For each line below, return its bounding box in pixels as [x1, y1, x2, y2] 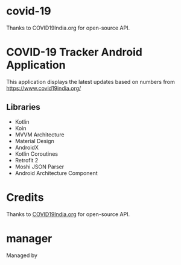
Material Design [14, 137, 54, 144]
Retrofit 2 [14, 156, 39, 164]
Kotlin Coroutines [14, 150, 59, 158]
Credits [6, 190, 44, 204]
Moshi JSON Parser [14, 163, 65, 170]
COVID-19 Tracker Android [6, 45, 143, 59]
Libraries [6, 102, 40, 112]
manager [6, 231, 52, 245]
